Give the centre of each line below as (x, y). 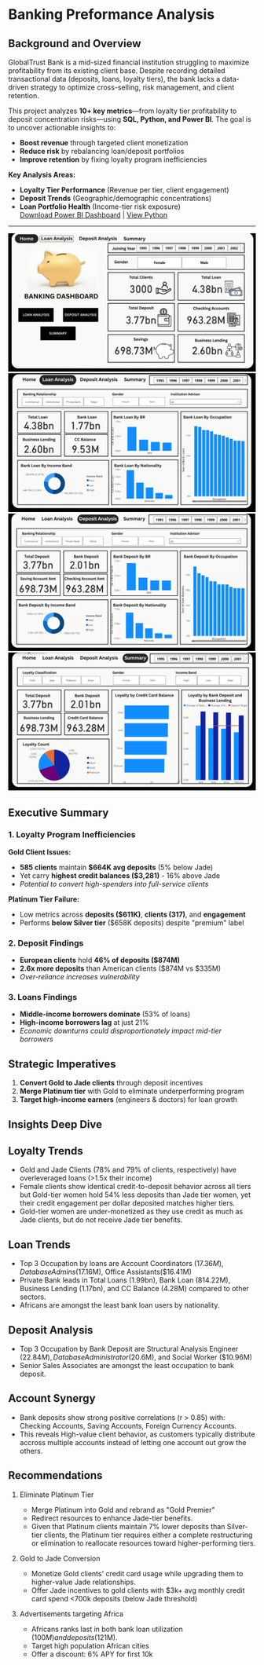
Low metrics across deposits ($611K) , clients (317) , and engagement (132, 914)
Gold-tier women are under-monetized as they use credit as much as (131, 1212)
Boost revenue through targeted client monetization (104, 143)
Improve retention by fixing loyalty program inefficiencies (113, 159)
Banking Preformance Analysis (111, 15)
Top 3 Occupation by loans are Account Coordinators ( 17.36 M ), (121, 1264)
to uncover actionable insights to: (62, 128)
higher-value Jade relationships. (83, 1582)
